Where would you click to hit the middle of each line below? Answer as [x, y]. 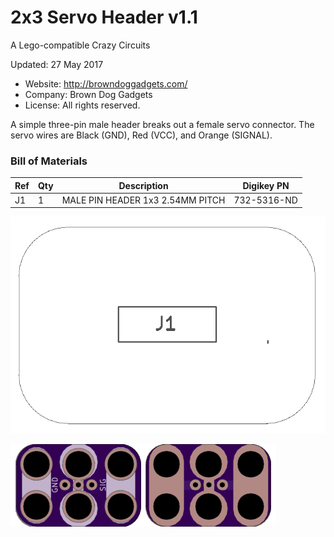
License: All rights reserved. [82, 105]
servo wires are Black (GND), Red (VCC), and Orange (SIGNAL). [141, 135]
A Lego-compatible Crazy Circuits [80, 45]
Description [143, 185]
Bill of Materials [49, 161]
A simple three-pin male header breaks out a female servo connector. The [162, 124]
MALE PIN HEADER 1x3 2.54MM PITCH [143, 200]
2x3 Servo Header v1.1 [104, 17]
